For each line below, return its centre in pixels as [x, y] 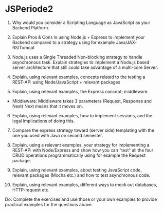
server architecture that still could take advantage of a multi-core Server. [85, 67]
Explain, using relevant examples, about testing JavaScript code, [77, 170]
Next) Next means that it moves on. [47, 106]
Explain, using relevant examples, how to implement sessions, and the [82, 115]
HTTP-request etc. [31, 190]
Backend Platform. [31, 27]
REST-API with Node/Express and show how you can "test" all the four [83, 150]
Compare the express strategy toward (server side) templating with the [83, 130]
